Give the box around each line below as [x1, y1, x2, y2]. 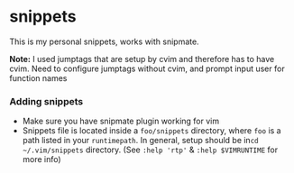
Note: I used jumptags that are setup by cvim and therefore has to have [9, 53, 275, 64]
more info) [22, 154, 61, 165]
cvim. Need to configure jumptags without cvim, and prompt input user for [9, 63, 286, 74]
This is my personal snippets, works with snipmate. [9, 36, 200, 47]
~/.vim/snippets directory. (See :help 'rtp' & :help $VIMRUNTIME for [22, 144, 278, 155]
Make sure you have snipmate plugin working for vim [22, 115, 219, 127]
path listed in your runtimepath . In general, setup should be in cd [22, 135, 259, 146]
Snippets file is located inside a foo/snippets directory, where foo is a [22, 125, 281, 136]
